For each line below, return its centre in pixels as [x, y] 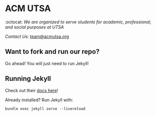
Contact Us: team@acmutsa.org [37, 36]
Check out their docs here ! [32, 90]
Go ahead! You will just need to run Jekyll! [47, 63]
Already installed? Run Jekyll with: [39, 99]
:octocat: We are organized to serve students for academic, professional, [78, 22]
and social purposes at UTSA [34, 27]
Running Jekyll [28, 79]
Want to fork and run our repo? [52, 52]
